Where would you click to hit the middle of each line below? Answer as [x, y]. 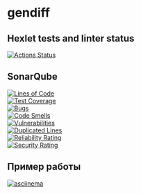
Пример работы [44, 167]
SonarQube [32, 77]
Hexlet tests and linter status [71, 38]
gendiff [29, 13]
